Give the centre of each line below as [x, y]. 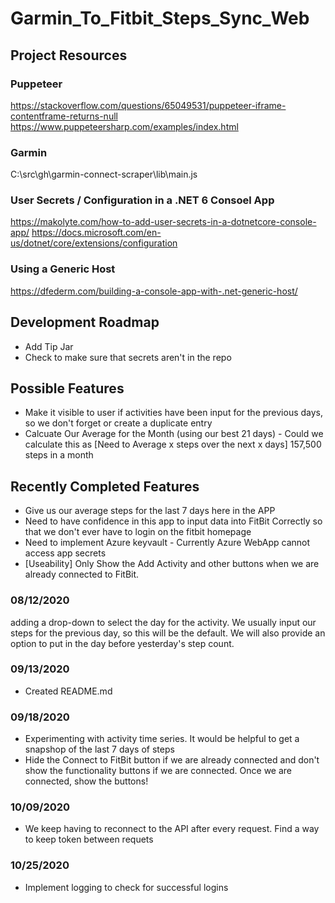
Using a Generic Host [63, 269]
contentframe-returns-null [64, 116]
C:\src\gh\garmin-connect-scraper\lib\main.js [104, 174]
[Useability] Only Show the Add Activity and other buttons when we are [172, 564]
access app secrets [65, 553]
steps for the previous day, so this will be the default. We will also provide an [168, 633]
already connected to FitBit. [82, 574]
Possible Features [67, 388]
